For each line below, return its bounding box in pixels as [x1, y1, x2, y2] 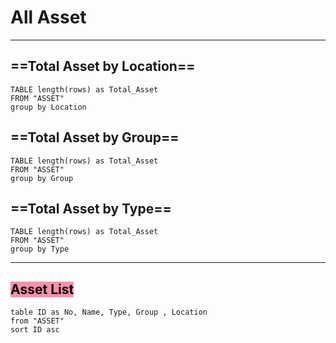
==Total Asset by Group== [10, 129, 180, 146]
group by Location [10, 102, 87, 112]
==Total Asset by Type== [10, 200, 172, 217]
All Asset [10, 6, 87, 29]
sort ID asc [10, 325, 60, 335]
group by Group [10, 173, 74, 183]
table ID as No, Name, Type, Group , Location [10, 307, 208, 318]
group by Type [10, 244, 70, 255]
